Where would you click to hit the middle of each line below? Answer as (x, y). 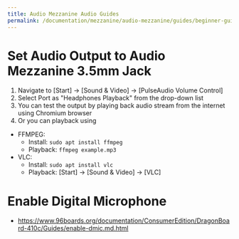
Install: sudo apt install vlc (71, 165)
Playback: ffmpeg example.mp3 (72, 149)
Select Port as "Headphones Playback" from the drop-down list (111, 98)
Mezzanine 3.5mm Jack (79, 71)
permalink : (23, 21)
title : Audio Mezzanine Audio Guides (63, 14)
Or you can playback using (57, 121)
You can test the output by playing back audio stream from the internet (121, 106)
